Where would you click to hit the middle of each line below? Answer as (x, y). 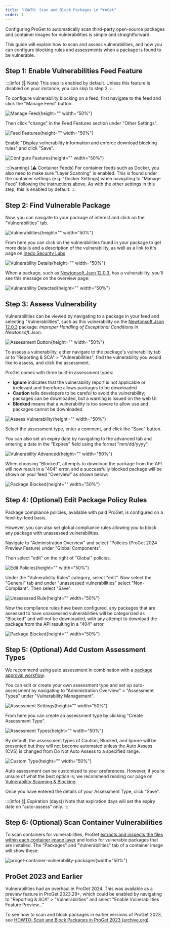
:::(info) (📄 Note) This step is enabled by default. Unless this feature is (78, 83)
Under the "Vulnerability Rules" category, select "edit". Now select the (78, 577)
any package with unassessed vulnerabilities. (53, 533)
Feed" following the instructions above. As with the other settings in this (80, 184)
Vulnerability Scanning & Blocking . (41, 781)
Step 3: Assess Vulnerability (51, 304)
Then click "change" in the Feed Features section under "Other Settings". (81, 123)
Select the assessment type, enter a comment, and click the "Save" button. (83, 429)
